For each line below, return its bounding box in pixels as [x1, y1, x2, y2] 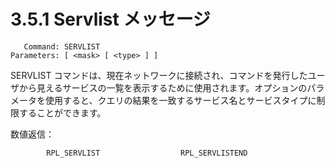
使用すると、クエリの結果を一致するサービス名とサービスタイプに [44, 94, 317, 106]
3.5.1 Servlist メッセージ [10, 8, 211, 31]
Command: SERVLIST [23, 41, 101, 52]
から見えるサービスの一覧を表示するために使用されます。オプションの [18, 81, 308, 94]
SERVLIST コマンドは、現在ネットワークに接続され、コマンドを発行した [10, 69, 308, 81]
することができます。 [18, 106, 107, 119]
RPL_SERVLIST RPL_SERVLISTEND [46, 148, 248, 158]
